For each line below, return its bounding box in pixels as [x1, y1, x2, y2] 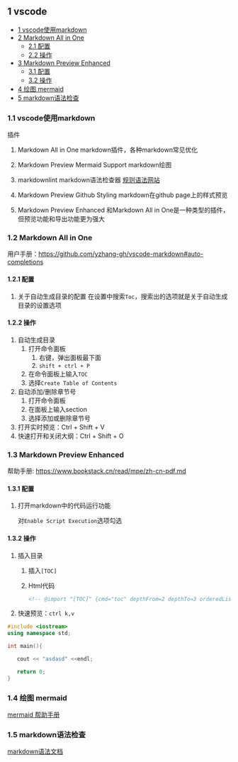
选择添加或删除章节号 [28, 414, 91, 422]
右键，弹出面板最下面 [38, 353, 101, 362]
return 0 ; [16, 668, 46, 676]
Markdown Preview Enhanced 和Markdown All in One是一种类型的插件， [17, 206, 229, 215]
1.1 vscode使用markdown [7, 113, 96, 123]
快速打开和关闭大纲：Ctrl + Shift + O [17, 432, 124, 440]
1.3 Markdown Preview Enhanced [7, 449, 124, 459]
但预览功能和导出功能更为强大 [17, 215, 105, 223]
